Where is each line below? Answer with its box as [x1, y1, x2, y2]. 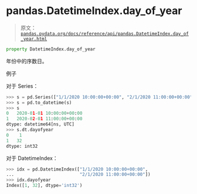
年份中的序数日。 [6, 57, 47, 64]
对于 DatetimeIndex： [6, 154, 58, 162]
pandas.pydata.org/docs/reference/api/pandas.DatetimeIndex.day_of [20, 30, 189, 36]
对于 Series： [6, 82, 39, 89]
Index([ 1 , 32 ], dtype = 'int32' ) [6, 183, 83, 189]
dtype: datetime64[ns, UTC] [6, 121, 75, 127]
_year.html [20, 36, 47, 42]
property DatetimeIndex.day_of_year [6, 46, 96, 52]
